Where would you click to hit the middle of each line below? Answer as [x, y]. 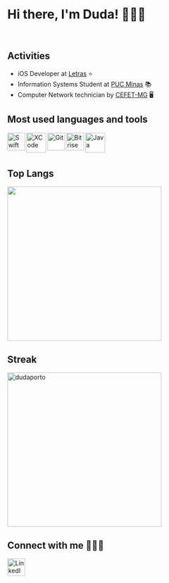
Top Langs [31, 173]
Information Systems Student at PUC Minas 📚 [84, 84]
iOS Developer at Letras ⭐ [55, 73]
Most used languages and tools [77, 119]
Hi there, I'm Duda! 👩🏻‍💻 [77, 14]
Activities [29, 56]
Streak [22, 359]
